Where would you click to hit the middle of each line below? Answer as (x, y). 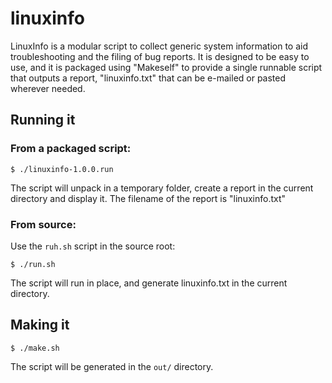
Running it (43, 120)
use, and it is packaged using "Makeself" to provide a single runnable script (166, 67)
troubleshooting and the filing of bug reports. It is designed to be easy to (160, 56)
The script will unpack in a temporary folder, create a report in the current (162, 188)
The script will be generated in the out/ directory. (112, 366)
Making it (40, 325)
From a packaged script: (71, 149)
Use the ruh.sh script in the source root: (93, 246)
